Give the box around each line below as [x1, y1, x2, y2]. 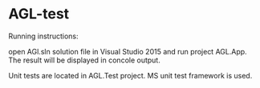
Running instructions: [8, 31, 79, 41]
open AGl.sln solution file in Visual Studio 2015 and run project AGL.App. [8, 46, 247, 56]
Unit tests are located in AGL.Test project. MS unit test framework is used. [8, 70, 253, 80]
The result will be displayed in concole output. [8, 55, 160, 65]
